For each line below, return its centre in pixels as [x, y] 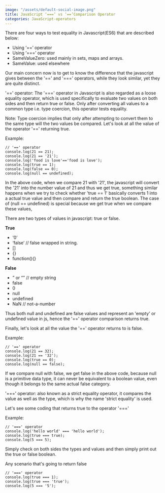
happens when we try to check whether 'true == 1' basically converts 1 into [81, 193]
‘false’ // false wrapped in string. [45, 243]
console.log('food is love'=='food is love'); [54, 161]
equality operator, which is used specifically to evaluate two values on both [81, 98]
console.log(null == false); [35, 364]
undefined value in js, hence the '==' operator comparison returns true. [77, 319]
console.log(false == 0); [32, 169]
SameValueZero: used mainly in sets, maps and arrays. [68, 58]
